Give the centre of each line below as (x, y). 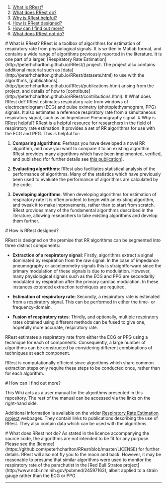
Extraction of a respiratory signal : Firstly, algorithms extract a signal (83, 255)
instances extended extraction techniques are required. (69, 287)
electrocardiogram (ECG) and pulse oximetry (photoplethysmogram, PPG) (81, 107)
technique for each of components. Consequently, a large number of (75, 342)
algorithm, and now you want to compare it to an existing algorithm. (81, 148)
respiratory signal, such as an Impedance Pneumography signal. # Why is (80, 118)
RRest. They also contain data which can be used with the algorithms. (77, 423)
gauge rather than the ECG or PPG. (41, 476)
